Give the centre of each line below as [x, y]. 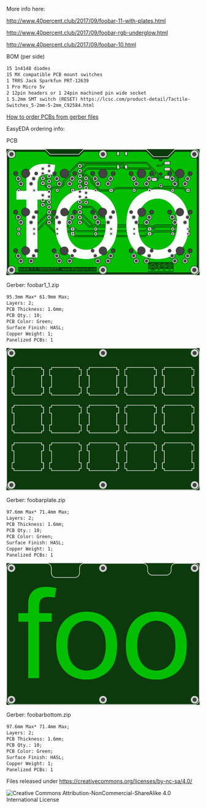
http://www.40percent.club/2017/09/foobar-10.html [71, 45]
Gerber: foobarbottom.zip [39, 715]
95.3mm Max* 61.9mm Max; [38, 297]
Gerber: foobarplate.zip [36, 500]
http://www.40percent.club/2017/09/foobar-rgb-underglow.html [87, 33]
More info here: [26, 9]
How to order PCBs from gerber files [53, 117]
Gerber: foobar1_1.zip [33, 284]
